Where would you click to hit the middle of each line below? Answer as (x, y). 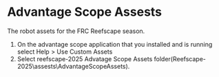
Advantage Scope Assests (85, 12)
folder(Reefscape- (180, 58)
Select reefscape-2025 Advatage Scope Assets (85, 58)
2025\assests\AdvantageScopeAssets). (73, 66)
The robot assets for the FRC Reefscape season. (76, 31)
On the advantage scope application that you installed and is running (115, 44)
